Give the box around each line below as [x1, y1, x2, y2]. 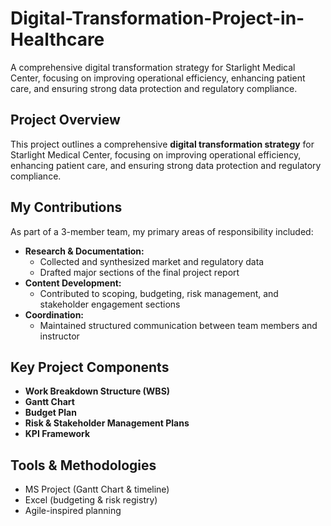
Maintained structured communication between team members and [39, 319, 318, 331]
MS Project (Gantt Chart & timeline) [24, 483, 170, 496]
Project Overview [10, 112, 121, 129]
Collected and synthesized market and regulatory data [39, 255, 265, 267]
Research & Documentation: [24, 245, 145, 257]
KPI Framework [24, 428, 91, 440]
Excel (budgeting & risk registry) [24, 494, 158, 506]
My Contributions [10, 199, 123, 216]
